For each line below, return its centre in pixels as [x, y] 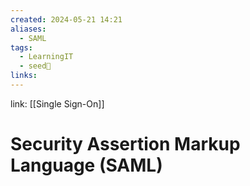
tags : [21, 47]
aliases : [28, 29]
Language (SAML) [86, 165]
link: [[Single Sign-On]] [57, 103]
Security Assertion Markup [125, 144]
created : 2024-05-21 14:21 [66, 19]
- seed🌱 [35, 66]
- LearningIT [46, 57]
